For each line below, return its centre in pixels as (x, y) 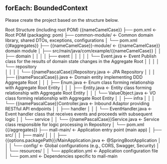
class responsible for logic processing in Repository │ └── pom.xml (75, 124)
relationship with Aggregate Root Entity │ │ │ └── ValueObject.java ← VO (81, 93)
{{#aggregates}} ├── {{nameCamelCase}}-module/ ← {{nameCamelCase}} (83, 45)
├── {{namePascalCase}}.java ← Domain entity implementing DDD (74, 77)
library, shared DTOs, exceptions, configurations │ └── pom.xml (71, 40)
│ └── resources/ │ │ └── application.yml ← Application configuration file (82, 151)
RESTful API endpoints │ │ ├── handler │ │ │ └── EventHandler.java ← (79, 109)
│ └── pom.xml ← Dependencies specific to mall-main (61, 156)
